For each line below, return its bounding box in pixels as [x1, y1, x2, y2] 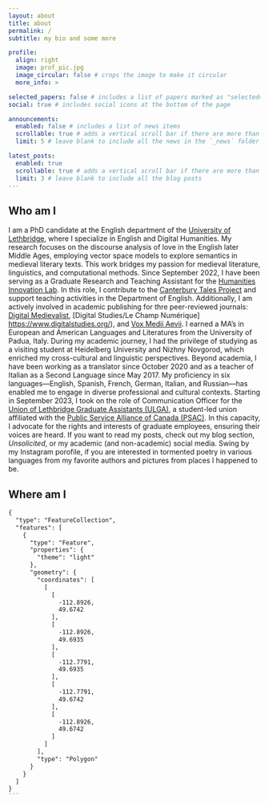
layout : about [8, 11, 56, 20]
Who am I [8, 204, 56, 218]
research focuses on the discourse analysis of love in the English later [8, 243, 239, 252]
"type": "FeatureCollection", [15, 516, 116, 524]
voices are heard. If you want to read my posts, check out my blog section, [8, 430, 255, 440]
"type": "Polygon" [37, 755, 98, 763]
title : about [8, 19, 52, 27]
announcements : [8, 115, 59, 123]
